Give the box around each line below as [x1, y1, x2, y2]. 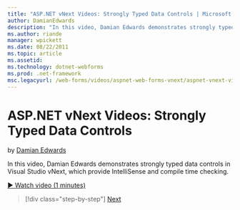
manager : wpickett [7, 37, 62, 44]
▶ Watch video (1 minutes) [7, 181, 86, 189]
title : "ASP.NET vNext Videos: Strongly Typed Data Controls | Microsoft [7, 10, 232, 18]
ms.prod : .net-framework [7, 70, 81, 77]
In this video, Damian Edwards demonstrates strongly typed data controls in [7, 159, 231, 168]
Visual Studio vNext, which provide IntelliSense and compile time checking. [7, 167, 229, 176]
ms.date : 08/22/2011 [7, 43, 69, 51]
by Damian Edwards [7, 146, 66, 154]
